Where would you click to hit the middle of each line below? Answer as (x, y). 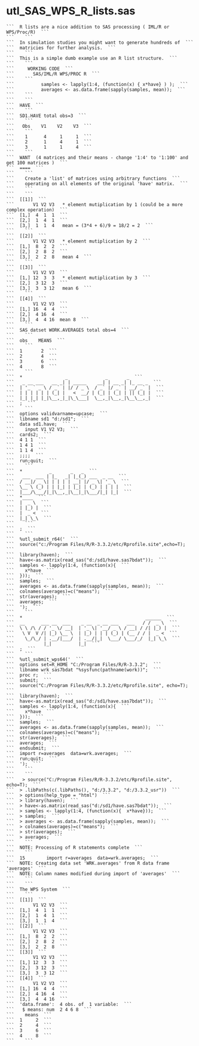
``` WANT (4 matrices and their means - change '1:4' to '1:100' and (97, 157)
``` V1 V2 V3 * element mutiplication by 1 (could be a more (95, 204)
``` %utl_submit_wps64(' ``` (45, 659)
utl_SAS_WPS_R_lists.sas (71, 11)
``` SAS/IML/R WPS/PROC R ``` (53, 74)
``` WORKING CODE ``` (40, 69)
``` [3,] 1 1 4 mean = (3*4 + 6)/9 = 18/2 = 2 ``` (80, 225)
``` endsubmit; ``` (33, 748)
